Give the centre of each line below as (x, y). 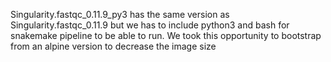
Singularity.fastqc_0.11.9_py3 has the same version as (120, 14)
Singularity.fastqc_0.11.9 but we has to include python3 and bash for (150, 25)
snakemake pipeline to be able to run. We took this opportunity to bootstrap (166, 35)
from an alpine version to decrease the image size (113, 46)
